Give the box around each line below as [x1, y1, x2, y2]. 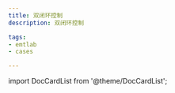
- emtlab [8, 40, 37, 48]
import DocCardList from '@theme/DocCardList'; [8, 76, 168, 86]
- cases [8, 48, 34, 56]
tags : [8, 33, 26, 41]
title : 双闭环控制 [8, 11, 63, 20]
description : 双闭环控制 [8, 19, 85, 27]
